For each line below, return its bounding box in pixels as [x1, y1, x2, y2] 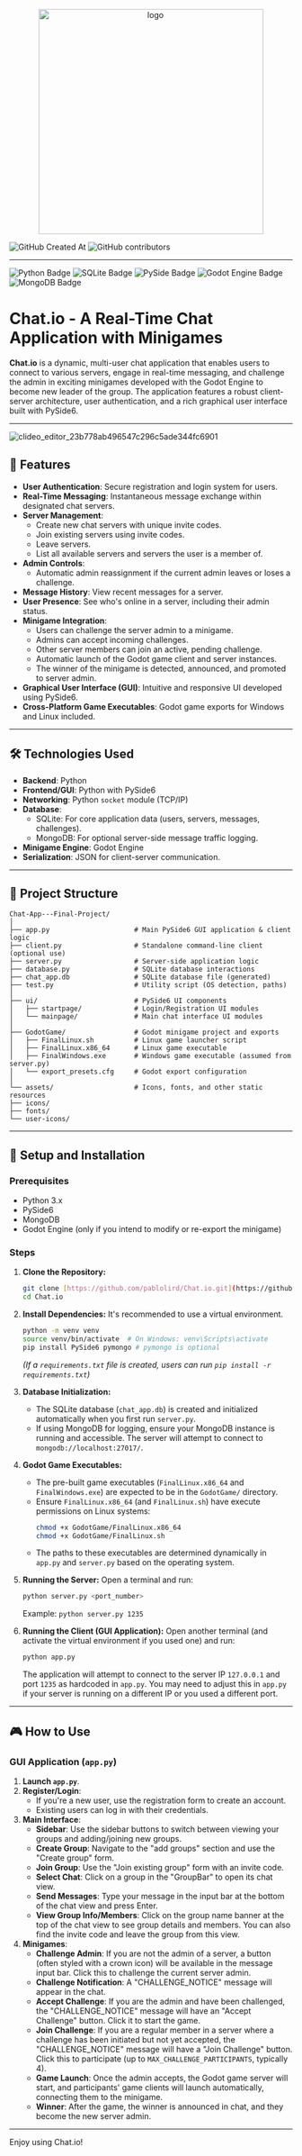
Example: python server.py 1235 [22, 1608, 144, 1619]
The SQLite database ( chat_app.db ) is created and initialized [35, 1403, 259, 1414]
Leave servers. [35, 539, 92, 549]
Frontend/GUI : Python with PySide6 [22, 784, 156, 795]
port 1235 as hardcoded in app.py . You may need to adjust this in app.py [22, 1679, 288, 1689]
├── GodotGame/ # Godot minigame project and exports [9, 1028, 280, 1037]
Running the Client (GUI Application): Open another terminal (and [22, 1626, 268, 1636]
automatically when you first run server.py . [35, 1413, 196, 1424]
